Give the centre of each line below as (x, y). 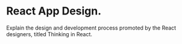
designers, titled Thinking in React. (49, 34)
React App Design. (54, 11)
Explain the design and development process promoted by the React (91, 28)
